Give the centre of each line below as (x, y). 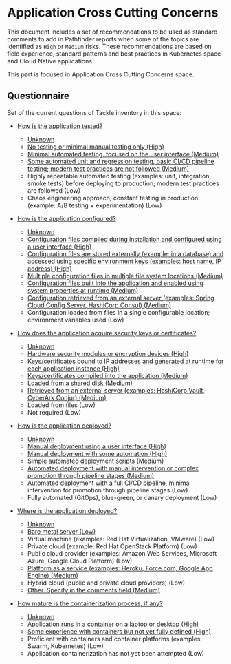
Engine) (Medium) (53, 575)
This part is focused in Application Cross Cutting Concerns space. (101, 74)
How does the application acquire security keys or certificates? (107, 333)
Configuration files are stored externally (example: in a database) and (125, 253)
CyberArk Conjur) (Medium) (67, 397)
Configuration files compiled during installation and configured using (124, 239)
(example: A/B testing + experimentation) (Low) (95, 205)
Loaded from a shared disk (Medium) (80, 383)
